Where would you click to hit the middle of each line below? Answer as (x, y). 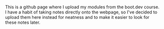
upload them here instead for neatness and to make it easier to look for (77, 17)
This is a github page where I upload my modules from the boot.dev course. (82, 7)
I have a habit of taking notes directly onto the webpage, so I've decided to (81, 12)
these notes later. (23, 22)
